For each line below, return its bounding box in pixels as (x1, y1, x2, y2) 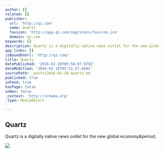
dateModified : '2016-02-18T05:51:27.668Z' (5, 66, 93, 71)
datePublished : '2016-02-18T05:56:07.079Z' (5, 62, 95, 66)
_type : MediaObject (5, 98, 45, 103)
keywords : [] (5, 39, 32, 44)
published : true (5, 75, 38, 80)
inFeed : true (5, 80, 32, 85)
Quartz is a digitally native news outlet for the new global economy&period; (5, 133, 156, 139)
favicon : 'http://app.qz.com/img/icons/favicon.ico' (9, 30, 119, 35)
